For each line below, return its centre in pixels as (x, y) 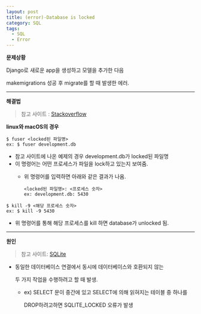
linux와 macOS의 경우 (33, 127)
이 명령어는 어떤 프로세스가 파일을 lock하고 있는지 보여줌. (81, 164)
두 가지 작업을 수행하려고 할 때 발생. (56, 280)
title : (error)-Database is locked (51, 17)
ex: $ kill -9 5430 (31, 211)
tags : (13, 28)
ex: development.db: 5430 (56, 194)
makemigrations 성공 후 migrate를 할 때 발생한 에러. (68, 83)
